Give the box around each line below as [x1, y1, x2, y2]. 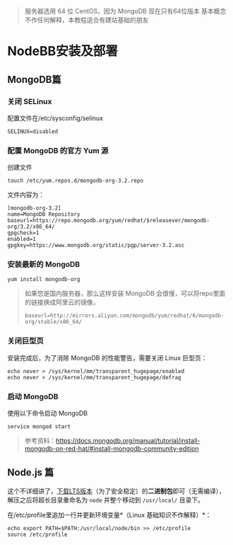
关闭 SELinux [7, 96, 52, 106]
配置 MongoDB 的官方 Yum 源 [7, 145, 109, 155]
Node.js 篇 [7, 466, 54, 478]
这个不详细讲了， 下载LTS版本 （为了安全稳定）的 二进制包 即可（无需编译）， [7, 486, 226, 495]
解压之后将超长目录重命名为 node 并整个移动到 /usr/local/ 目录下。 [7, 495, 205, 504]
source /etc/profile [7, 531, 68, 538]
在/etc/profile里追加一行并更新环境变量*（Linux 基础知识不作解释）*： [7, 510, 212, 519]
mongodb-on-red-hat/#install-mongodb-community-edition [24, 444, 199, 453]
